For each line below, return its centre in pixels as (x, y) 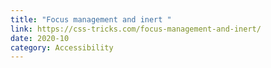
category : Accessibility (62, 47)
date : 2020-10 (40, 38)
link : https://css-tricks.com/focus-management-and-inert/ (136, 29)
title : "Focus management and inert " (91, 19)
